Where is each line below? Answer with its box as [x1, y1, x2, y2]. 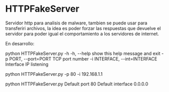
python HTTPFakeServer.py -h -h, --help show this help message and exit [5, 50, 161, 56]
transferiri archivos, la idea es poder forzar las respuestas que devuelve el [5, 25, 161, 31]
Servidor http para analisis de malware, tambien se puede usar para [5, 20, 148, 26]
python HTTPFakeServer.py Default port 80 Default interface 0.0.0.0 [5, 81, 149, 87]
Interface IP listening [5, 61, 48, 67]
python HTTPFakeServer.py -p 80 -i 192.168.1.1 [5, 71, 103, 77]
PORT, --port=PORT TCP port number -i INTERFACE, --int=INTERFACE [9, 55, 158, 62]
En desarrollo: [5, 40, 35, 46]
